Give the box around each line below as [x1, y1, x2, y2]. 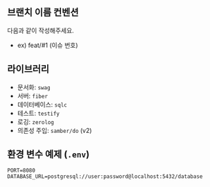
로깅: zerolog [17, 117, 54, 126]
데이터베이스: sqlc [17, 100, 67, 109]
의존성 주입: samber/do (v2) [17, 126, 92, 134]
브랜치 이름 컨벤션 [7, 6, 79, 19]
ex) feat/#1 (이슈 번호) [17, 41, 78, 49]
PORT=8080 [7, 167, 36, 175]
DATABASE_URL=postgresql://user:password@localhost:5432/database [7, 173, 203, 180]
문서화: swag [17, 82, 51, 91]
